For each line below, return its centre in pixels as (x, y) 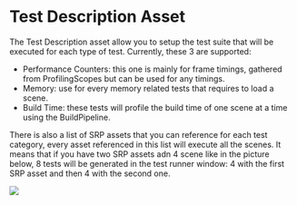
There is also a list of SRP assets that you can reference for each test (139, 134)
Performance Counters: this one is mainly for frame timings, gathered (153, 69)
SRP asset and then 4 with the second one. (90, 173)
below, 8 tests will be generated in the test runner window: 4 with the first (147, 163)
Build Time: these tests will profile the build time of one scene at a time (155, 107)
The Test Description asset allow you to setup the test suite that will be (142, 42)
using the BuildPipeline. (66, 117)
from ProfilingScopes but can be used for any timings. (124, 78)
